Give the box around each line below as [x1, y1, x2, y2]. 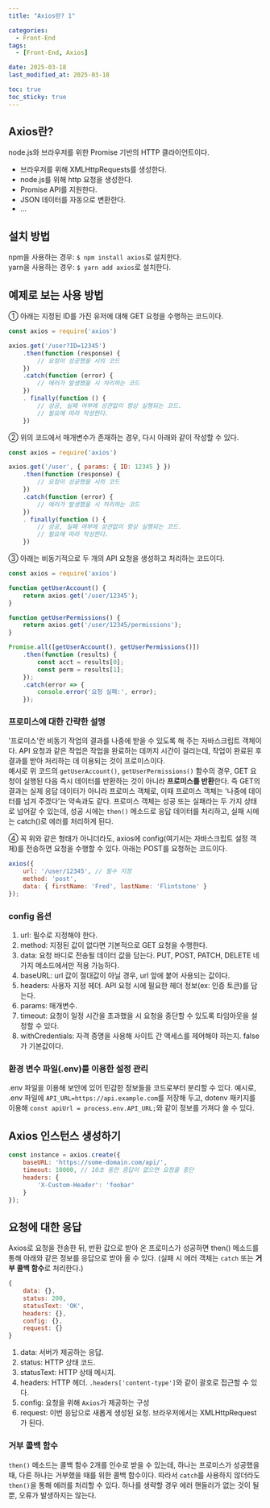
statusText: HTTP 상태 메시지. [19, 1368, 116, 1377]
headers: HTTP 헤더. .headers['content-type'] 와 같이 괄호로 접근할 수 [19, 1377, 250, 1387]
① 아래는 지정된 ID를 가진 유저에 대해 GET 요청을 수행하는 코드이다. [8, 311, 224, 321]
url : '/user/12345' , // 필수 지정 [23, 867, 132, 875]
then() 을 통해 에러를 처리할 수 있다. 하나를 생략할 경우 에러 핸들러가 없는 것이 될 [8, 1480, 260, 1489]
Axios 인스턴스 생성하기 [8, 1129, 121, 1143]
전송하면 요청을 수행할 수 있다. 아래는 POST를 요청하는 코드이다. [25, 844, 227, 854]
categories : [8, 26, 48, 35]
